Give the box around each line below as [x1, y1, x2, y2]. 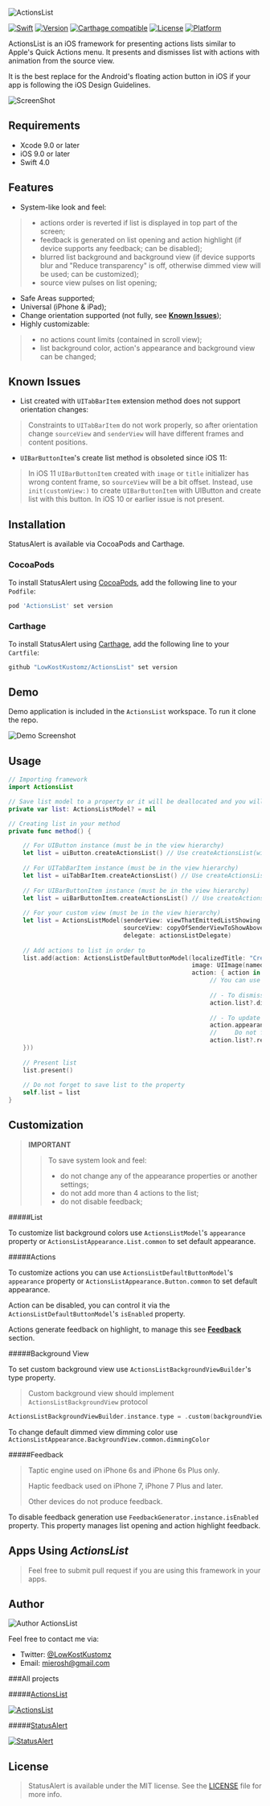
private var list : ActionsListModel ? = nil [8, 805, 157, 813]
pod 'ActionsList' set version [8, 601, 113, 610]
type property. [8, 1373, 56, 1382]
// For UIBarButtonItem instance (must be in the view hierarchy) [22, 886, 250, 895]
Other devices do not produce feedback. [27, 1496, 163, 1506]
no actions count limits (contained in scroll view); [39, 334, 202, 344]
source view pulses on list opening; [39, 278, 157, 287]
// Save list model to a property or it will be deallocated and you [8, 797, 247, 805]
